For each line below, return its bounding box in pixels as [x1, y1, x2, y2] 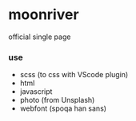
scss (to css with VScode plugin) [19, 70, 129, 80]
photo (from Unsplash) [19, 96, 95, 105]
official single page [8, 32, 71, 41]
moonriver [8, 6, 79, 24]
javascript [19, 87, 53, 96]
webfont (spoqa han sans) [19, 103, 106, 113]
